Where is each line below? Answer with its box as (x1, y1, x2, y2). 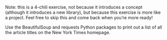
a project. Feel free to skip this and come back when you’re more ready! (5, 15, 153, 20)
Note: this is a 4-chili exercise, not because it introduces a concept (5, 4, 143, 10)
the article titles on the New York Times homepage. (5, 30, 111, 35)
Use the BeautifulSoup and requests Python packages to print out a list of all (5, 24, 162, 30)
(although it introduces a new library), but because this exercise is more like (5, 9, 161, 15)
